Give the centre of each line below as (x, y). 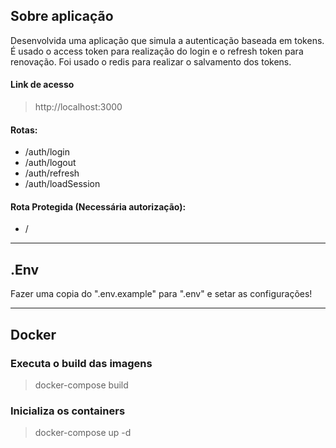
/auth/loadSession (62, 184)
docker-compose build (81, 385)
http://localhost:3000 (78, 107)
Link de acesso (42, 85)
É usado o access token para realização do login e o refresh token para (157, 51)
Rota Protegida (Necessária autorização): (98, 206)
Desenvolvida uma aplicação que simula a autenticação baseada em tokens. (167, 40)
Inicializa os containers (68, 411)
